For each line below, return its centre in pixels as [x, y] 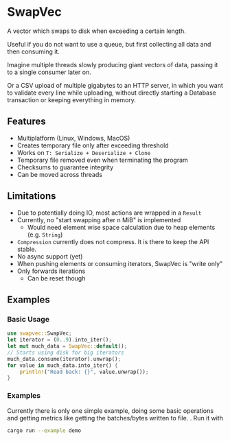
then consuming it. [34, 51]
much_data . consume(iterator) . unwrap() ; [64, 359]
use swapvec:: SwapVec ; [39, 333]
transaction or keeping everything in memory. [71, 99]
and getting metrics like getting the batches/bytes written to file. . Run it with [115, 418]
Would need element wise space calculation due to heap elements [121, 227]
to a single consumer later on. [49, 72]
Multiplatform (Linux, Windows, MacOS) [73, 138]
